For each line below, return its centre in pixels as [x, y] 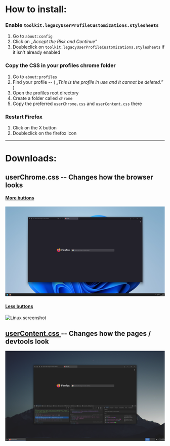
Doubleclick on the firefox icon [45, 133]
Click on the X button [35, 128]
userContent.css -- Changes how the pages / [78, 333]
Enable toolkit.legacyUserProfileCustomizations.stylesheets [82, 25]
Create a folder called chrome [42, 98]
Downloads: [31, 159]
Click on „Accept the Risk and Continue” [55, 42]
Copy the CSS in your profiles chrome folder [60, 65]
